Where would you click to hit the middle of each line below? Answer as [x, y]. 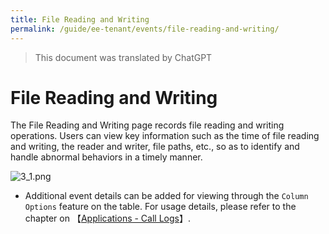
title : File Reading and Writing [80, 19]
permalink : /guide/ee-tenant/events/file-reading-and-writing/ [145, 29]
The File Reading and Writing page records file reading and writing [147, 125]
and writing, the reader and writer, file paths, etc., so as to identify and [155, 147]
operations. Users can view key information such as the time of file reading [165, 136]
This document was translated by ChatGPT [123, 57]
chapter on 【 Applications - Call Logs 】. [107, 218]
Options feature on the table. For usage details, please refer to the [160, 207]
